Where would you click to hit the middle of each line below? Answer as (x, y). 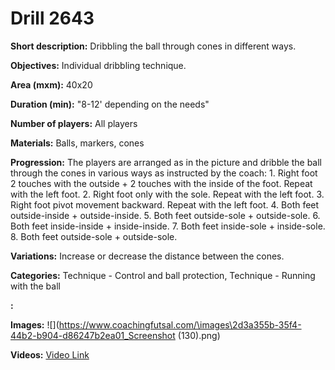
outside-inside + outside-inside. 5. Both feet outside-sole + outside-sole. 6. (165, 215)
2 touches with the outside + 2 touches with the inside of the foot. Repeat (161, 183)
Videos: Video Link (50, 354)
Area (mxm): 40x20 (51, 84)
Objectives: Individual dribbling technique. (98, 65)
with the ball (35, 286)
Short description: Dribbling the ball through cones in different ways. (153, 46)
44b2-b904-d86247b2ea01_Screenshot (93, 335)
